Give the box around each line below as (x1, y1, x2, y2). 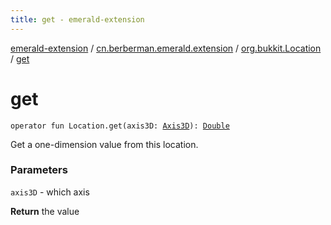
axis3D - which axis (10, 186, 90, 198)
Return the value (10, 205, 80, 217)
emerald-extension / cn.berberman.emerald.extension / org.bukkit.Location (10, 42, 322, 54)
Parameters (10, 163, 68, 177)
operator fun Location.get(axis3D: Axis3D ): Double (10, 121, 230, 131)
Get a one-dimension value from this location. (10, 138, 199, 150)
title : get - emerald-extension (10, 14, 145, 25)
